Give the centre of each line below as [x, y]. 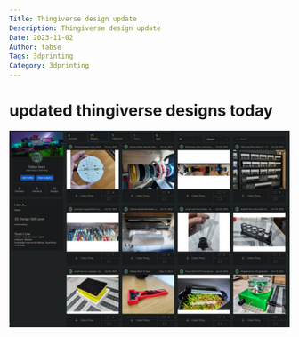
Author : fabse [36, 47]
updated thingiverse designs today [141, 111]
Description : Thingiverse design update [85, 28]
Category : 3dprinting [49, 66]
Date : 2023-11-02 [41, 37]
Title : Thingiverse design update [73, 19]
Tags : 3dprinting [41, 56]
